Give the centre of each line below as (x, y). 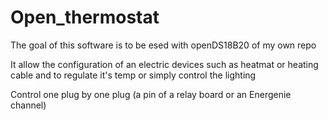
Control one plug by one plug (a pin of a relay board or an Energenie (151, 94)
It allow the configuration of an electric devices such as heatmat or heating (164, 64)
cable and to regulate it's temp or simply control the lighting (133, 75)
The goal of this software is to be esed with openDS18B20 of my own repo (163, 45)
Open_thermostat (85, 17)
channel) (28, 105)
